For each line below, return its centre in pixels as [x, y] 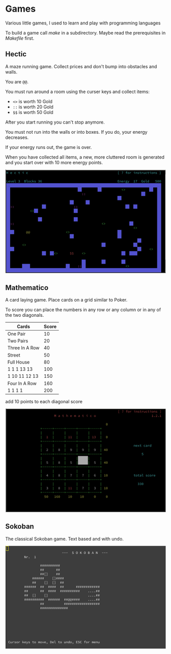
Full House [19, 362]
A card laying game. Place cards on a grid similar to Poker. [66, 300]
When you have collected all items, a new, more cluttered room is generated [85, 157]
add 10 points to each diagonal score [44, 402]
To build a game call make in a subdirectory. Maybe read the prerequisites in [85, 33]
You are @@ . [17, 81]
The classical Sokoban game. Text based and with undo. [64, 539]
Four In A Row [22, 383]
